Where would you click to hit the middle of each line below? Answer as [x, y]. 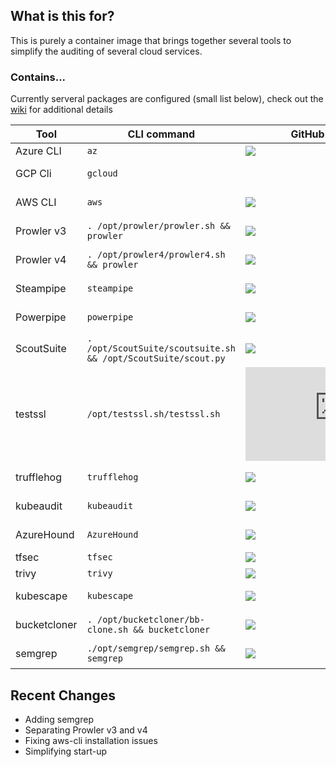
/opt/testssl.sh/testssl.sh [153, 414]
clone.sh [107, 630]
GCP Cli [33, 174]
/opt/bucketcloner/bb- [151, 620]
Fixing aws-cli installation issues [91, 740]
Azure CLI [38, 151]
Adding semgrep [59, 719]
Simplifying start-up [66, 751]
